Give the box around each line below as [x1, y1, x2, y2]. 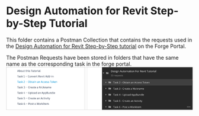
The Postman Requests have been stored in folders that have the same [6, 54, 179, 61]
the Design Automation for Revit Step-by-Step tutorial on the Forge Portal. [6, 43, 187, 50]
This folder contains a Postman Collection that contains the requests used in [6, 36, 192, 43]
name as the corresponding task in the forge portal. [6, 60, 132, 67]
